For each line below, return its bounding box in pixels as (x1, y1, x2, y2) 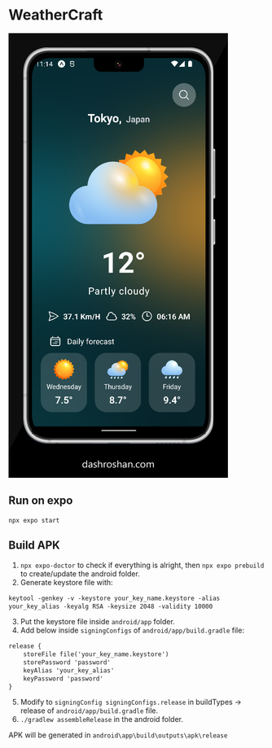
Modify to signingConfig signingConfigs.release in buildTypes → (20, 697, 242, 706)
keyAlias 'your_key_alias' (23, 666, 115, 675)
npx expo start (8, 516, 60, 524)
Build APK (8, 539, 60, 553)
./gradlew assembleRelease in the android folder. (20, 714, 184, 724)
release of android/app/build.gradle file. (20, 706, 159, 715)
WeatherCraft (8, 6, 103, 24)
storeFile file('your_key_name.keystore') (23, 650, 169, 658)
